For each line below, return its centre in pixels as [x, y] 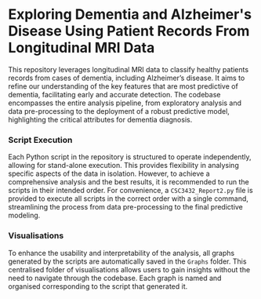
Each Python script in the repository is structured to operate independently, [130, 157]
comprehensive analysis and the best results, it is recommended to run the [129, 182]
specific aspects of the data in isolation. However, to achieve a [109, 173]
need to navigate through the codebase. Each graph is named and [115, 278]
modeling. [24, 215]
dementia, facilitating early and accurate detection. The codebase [114, 94]
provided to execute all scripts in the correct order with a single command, [129, 199]
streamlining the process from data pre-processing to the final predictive [125, 207]
